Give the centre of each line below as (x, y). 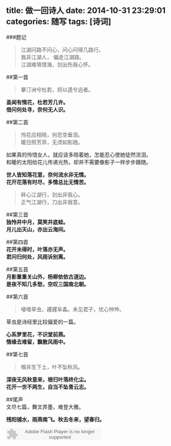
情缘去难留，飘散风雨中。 (37, 341)
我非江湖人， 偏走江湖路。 (52, 57)
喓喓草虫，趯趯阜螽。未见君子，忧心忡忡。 (72, 309)
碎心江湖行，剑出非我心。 (52, 195)
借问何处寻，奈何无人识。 (37, 109)
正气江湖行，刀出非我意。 (52, 202)
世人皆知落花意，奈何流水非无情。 (48, 174)
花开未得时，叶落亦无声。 (37, 249)
